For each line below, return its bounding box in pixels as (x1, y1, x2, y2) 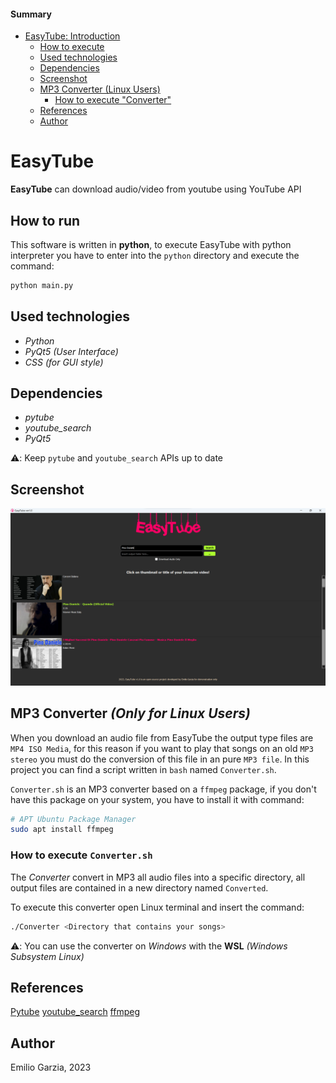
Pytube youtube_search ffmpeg (10, 1006, 140, 1018)
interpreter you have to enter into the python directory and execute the (10, 249, 300, 261)
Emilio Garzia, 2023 (10, 1061, 92, 1074)
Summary (10, 8, 52, 20)
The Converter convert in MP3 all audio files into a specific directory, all (10, 871, 306, 883)
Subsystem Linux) (10, 950, 85, 962)
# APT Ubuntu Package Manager (10, 814, 137, 824)
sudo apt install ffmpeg (10, 825, 114, 835)
